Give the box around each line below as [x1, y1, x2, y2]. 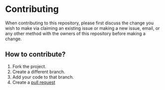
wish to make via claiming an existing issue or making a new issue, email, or [5, 25, 160, 31]
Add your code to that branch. [12, 74, 74, 80]
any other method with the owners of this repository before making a [5, 30, 146, 36]
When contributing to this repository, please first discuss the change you [5, 20, 154, 26]
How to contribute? [5, 50, 66, 59]
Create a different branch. [12, 69, 65, 75]
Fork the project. [12, 63, 47, 69]
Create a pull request [12, 79, 55, 85]
